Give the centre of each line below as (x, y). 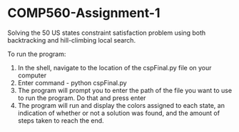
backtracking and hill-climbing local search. (72, 40)
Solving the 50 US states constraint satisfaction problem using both (107, 33)
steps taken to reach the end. (61, 120)
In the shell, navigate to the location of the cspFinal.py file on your (115, 67)
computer (32, 75)
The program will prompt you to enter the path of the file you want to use (125, 90)
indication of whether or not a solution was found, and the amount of (118, 113)
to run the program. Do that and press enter (82, 98)
